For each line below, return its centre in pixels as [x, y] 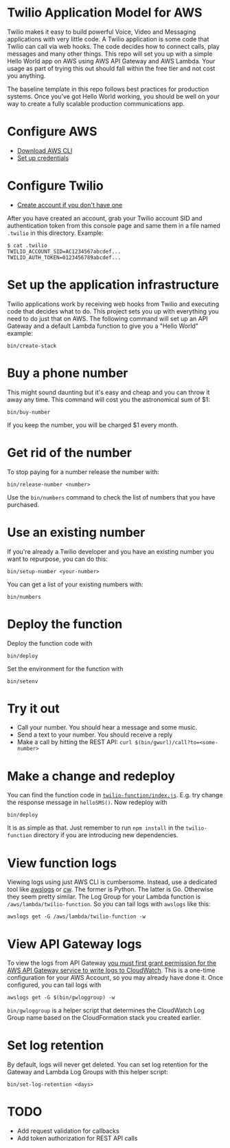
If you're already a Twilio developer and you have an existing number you [111, 551]
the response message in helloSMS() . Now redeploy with [87, 802]
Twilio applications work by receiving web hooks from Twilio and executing [113, 304]
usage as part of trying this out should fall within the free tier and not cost [111, 68]
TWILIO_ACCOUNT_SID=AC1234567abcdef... [64, 252]
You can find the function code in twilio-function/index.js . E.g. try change [115, 795]
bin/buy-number [29, 412]
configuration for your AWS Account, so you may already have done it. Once [115, 978]
